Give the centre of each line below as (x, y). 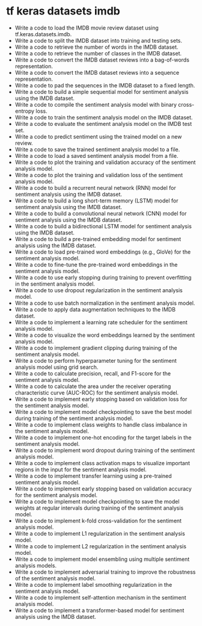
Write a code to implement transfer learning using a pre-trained (93, 476)
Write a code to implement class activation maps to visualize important (103, 463)
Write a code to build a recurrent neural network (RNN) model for (95, 187)
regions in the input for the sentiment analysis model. (81, 469)
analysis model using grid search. (57, 367)
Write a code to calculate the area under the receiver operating (93, 386)
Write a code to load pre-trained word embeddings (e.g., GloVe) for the (103, 252)
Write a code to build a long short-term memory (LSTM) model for (96, 201)
